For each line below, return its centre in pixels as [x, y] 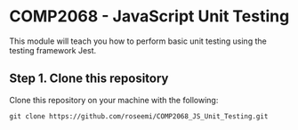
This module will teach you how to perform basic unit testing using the [138, 41]
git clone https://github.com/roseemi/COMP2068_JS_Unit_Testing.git [139, 116]
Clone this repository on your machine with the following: [114, 100]
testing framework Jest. [53, 50]
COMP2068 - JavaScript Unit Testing [149, 16]
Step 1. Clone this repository [89, 79]
